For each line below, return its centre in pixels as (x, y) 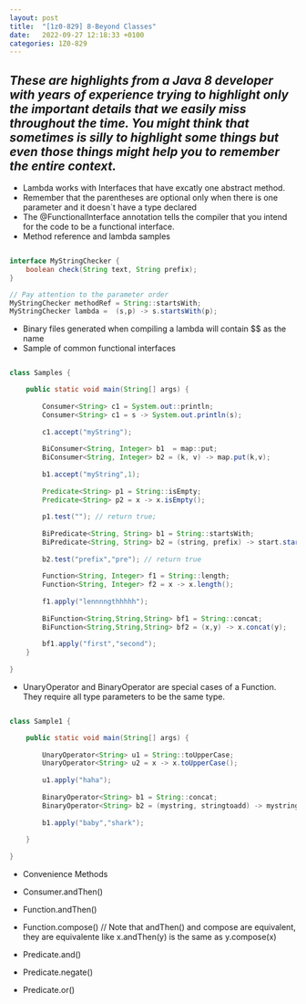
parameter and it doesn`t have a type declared (110, 207)
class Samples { (40, 373)
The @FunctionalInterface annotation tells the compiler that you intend (155, 217)
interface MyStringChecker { (65, 261)
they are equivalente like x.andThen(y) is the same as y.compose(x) (149, 936)
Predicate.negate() (58, 972)
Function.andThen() (60, 909)
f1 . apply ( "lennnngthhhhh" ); (95, 602)
